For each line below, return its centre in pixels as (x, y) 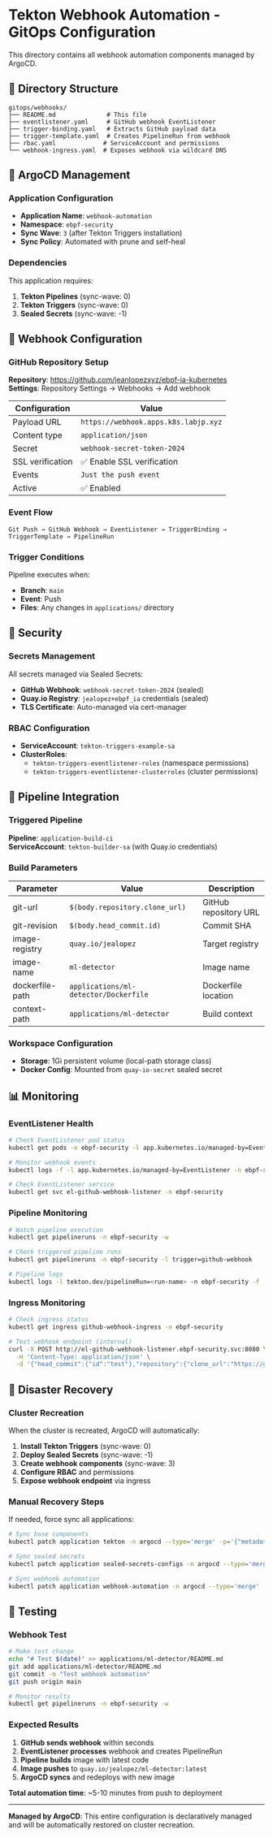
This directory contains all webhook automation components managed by (132, 54)
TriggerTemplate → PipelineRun (61, 536)
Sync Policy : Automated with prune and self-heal (102, 242)
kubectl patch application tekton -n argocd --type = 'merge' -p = (119, 1542)
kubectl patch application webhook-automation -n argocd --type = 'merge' (134, 1586)
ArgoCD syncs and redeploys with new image (97, 1777)
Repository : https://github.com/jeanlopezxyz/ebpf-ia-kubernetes (118, 380)
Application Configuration (61, 198)
